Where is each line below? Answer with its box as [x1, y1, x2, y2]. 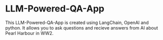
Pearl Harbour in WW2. [5, 30, 54, 36]
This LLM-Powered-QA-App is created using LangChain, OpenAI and [5, 19, 149, 25]
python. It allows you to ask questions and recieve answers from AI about [5, 24, 158, 30]
